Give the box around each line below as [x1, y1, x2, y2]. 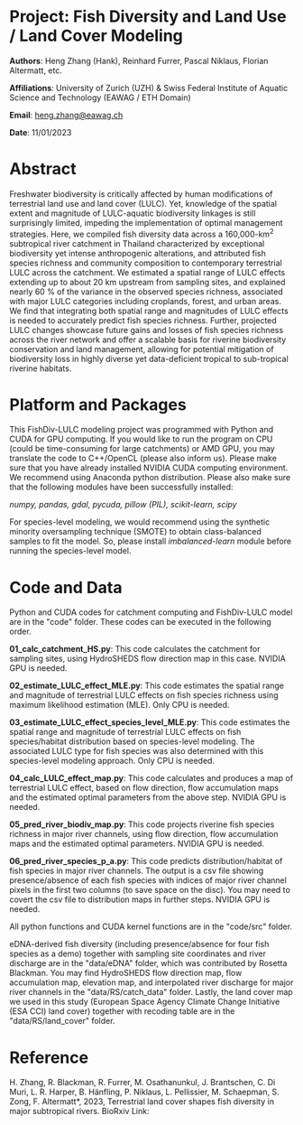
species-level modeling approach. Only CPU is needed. [9, 756, 215, 767]
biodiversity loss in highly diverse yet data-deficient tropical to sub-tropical [9, 353, 289, 364]
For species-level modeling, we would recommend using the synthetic [9, 516, 271, 527]
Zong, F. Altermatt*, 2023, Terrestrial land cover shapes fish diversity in [9, 1096, 275, 1107]
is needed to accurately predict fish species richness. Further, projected [9, 314, 277, 326]
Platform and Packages [9, 395, 187, 414]
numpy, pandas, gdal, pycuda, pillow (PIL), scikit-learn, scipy [9, 499, 237, 510]
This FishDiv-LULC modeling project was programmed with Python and [9, 424, 274, 435]
